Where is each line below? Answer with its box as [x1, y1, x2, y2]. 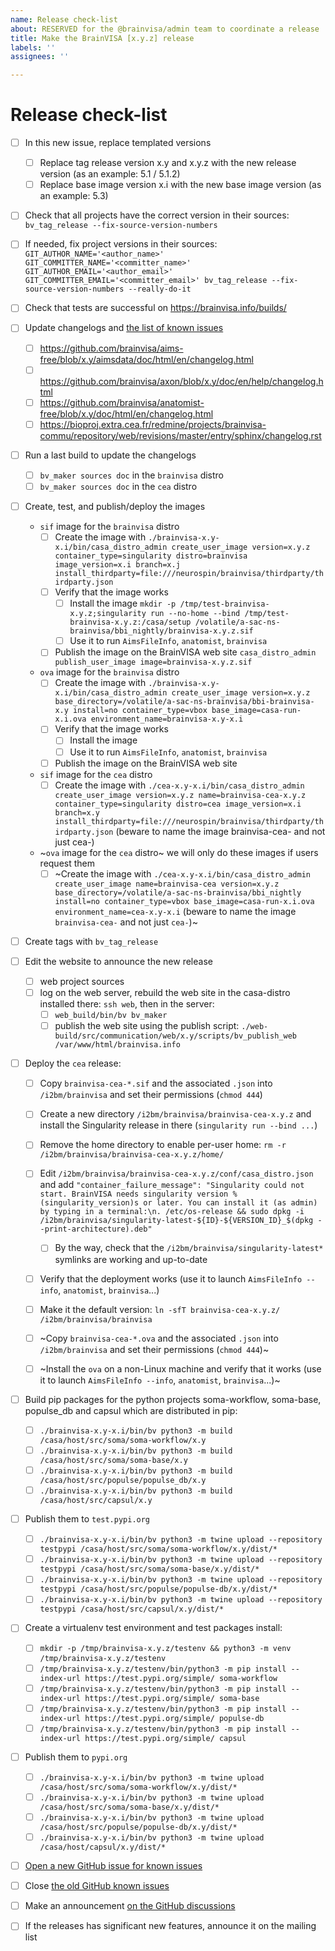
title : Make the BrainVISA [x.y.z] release [10, 33, 195, 43]
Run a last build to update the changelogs [24, 449, 197, 461]
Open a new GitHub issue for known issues [24, 1860, 203, 1872]
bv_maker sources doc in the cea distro [39, 480, 198, 492]
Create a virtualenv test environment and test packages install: [24, 1622, 283, 1634]
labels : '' [10, 42, 56, 53]
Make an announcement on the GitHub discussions [24, 1900, 236, 1912]
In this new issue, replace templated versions [24, 137, 212, 149]
